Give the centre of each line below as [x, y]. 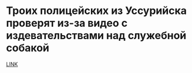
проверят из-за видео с [67, 23]
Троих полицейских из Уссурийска [96, 11]
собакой [28, 48]
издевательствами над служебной [96, 36]
